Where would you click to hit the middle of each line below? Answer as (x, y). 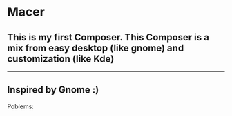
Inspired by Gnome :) (53, 90)
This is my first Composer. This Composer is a (108, 37)
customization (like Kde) (61, 59)
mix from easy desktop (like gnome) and (96, 48)
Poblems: (21, 106)
